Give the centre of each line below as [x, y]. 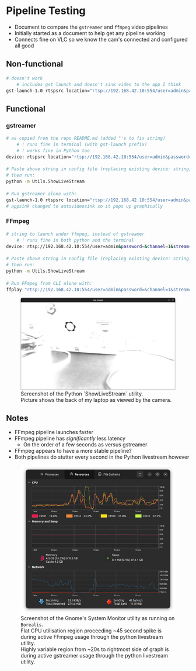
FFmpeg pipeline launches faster [54, 432]
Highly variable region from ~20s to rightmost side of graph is [95, 649]
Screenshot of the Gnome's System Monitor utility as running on [98, 618]
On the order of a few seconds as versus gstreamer [85, 445]
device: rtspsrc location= [39, 157]
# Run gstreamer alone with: [41, 194]
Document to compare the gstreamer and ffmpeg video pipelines [91, 27]
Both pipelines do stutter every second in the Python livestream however [102, 457]
